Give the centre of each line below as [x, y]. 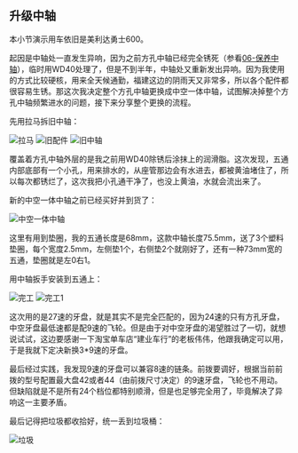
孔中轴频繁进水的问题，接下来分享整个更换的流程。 [102, 102]
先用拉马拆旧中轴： [44, 121]
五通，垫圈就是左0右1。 [52, 259]
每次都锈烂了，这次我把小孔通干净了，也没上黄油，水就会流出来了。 [141, 181]
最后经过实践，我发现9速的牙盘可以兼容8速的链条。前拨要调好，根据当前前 [146, 369]
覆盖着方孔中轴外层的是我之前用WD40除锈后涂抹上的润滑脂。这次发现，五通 [149, 159]
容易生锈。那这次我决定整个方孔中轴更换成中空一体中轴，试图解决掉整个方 [153, 91]
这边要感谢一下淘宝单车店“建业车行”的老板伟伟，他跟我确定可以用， [164, 338]
